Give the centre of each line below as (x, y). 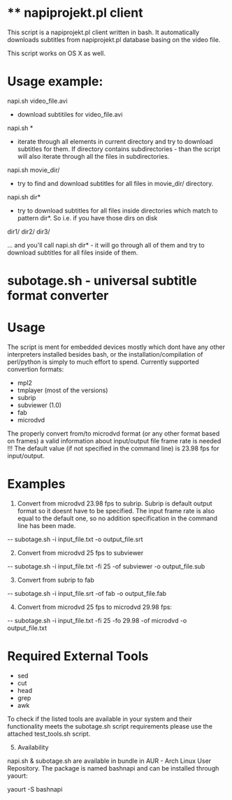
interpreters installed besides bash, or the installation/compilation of (105, 354)
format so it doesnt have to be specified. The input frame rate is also (116, 510)
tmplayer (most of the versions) (63, 390)
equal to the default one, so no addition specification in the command (117, 518)
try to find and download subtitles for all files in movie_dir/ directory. (115, 183)
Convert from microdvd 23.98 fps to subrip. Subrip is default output (115, 503)
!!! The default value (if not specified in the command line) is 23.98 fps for (113, 448)
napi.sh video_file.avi (37, 101)
